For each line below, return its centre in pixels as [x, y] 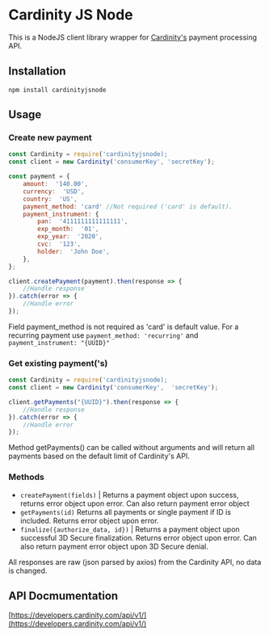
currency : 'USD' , [54, 192]
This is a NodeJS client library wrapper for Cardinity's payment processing [132, 37]
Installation [37, 72]
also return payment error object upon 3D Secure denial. [114, 546]
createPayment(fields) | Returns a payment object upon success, [129, 495]
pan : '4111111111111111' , [83, 221]
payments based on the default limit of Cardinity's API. [99, 456]
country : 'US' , [50, 199]
